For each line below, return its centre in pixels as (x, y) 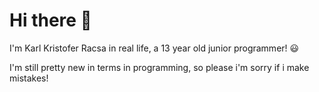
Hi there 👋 (50, 20)
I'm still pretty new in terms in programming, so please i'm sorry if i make (159, 67)
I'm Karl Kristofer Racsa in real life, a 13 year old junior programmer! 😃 (154, 48)
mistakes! (29, 78)
